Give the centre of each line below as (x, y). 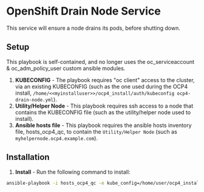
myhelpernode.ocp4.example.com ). (56, 138)
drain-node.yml (34, 100)
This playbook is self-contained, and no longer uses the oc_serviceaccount (100, 61)
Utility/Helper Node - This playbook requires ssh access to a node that (104, 106)
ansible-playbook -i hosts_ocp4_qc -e (55, 183)
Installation (28, 157)
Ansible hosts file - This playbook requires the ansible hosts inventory (104, 125)
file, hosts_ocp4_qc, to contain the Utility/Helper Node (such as (96, 131)
